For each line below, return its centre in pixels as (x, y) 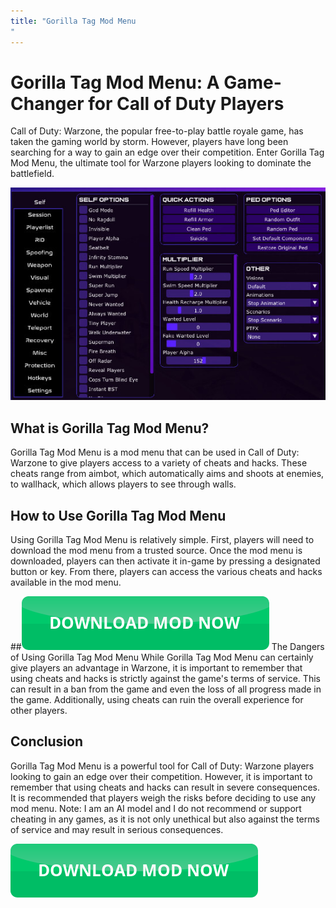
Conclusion (47, 741)
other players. (39, 711)
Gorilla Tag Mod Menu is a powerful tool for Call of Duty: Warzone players (162, 766)
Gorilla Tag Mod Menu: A (115, 82)
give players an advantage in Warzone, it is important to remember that (156, 668)
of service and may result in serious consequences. (117, 829)
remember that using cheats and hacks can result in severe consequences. (165, 787)
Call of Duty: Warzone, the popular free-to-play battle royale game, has (157, 131)
